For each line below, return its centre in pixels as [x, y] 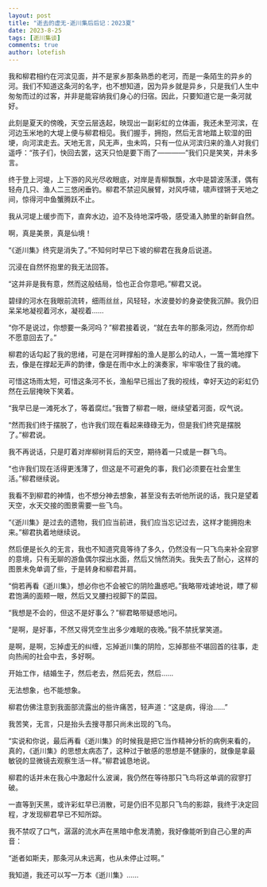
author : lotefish [37, 52]
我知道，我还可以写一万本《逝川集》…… [74, 875]
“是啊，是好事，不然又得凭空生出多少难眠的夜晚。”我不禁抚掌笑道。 [118, 629]
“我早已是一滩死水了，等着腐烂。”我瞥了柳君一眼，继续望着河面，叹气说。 [128, 408]
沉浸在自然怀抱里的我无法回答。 [60, 267]
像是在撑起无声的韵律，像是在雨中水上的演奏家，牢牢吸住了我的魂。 [133, 364]
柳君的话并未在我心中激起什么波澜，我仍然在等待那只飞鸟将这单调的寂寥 [126, 777]
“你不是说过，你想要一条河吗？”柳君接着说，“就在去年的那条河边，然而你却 [131, 327]
